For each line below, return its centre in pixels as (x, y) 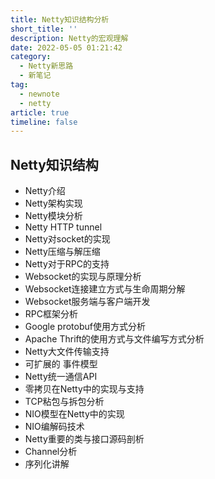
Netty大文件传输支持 (67, 352)
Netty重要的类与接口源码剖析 (84, 439)
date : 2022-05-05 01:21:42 (66, 47)
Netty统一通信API (61, 377)
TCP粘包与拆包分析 (64, 402)
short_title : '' (44, 29)
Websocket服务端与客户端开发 (87, 302)
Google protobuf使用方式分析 (85, 327)
